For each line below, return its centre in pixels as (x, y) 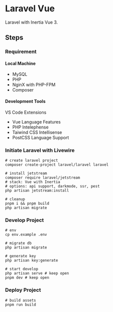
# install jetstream (26, 173)
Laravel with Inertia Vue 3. (31, 22)
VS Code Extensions (26, 112)
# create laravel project (31, 160)
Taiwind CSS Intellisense (37, 132)
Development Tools (25, 101)
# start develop (22, 269)
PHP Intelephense (30, 127)
